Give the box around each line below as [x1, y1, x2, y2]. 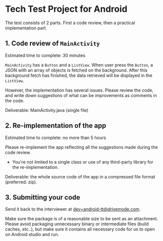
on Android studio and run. [5, 232, 59, 238]
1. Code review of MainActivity [5, 39, 100, 48]
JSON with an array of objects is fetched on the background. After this [5, 67, 148, 73]
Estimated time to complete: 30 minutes [5, 52, 86, 58]
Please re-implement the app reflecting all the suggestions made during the [5, 144, 158, 150]
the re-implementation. [12, 164, 59, 170]
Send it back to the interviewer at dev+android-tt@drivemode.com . [5, 206, 141, 212]
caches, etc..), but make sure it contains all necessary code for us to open [5, 226, 155, 232]
